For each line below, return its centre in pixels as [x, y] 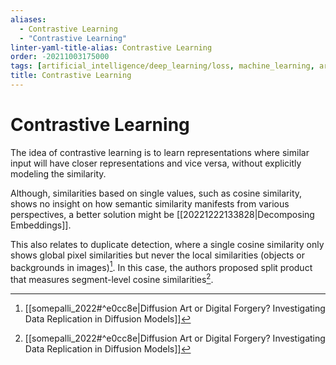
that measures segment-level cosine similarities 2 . [112, 279]
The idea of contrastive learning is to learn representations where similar [160, 152]
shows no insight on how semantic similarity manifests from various [150, 203]
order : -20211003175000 [60, 57]
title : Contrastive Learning [71, 76]
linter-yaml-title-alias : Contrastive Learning [111, 47]
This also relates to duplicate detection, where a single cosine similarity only [167, 244]
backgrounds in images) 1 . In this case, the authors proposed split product [161, 266]
